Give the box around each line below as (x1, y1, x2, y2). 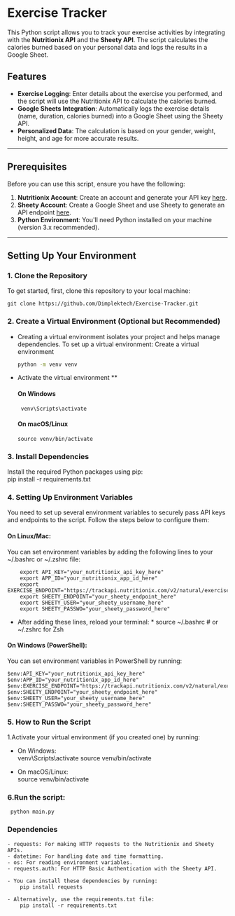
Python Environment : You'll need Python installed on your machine (17, 215, 212, 224)
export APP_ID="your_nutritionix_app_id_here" (20, 575, 158, 582)
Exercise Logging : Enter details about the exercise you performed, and (17, 89, 222, 97)
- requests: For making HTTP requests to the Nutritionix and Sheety (7, 840, 215, 847)
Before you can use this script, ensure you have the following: (7, 179, 185, 188)
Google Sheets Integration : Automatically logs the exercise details (17, 104, 210, 113)
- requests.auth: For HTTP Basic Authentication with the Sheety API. (7, 865, 218, 872)
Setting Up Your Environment (7, 249, 136, 261)
